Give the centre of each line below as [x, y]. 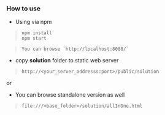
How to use [24, 9]
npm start [34, 39]
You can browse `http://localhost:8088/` [75, 49]
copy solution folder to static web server [67, 61]
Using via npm [33, 22]
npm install [36, 33]
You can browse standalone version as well [70, 95]
